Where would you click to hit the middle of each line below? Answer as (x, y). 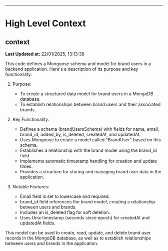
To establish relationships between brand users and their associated (90, 104)
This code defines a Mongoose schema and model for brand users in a (78, 64)
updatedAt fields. (38, 223)
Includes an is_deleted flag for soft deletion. (65, 212)
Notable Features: (31, 187)
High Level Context (45, 24)
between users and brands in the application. (52, 243)
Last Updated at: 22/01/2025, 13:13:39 (45, 54)
